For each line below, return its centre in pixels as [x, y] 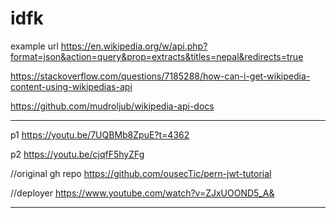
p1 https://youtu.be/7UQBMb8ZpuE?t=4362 [100, 134]
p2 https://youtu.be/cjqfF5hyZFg [77, 154]
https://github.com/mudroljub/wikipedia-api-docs [112, 106]
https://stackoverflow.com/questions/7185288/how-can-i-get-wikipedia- [160, 76]
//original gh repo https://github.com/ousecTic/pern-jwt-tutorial [141, 173]
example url [34, 46]
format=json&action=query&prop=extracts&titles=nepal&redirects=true [157, 56]
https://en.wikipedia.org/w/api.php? [134, 46]
